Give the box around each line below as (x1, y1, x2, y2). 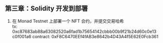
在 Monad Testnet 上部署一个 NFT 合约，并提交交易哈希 (12, 18, 124, 24)
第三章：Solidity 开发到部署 (5, 4, 88, 13)
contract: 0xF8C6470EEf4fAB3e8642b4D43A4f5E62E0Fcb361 (32, 33, 159, 39)
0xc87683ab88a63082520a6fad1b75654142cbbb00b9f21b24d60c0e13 (12, 28, 157, 34)
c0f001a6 (12, 33, 32, 39)
